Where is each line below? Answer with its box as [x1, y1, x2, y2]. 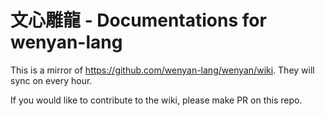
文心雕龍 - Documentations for [10, 9, 267, 32]
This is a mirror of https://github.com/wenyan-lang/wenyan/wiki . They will [10, 64, 315, 76]
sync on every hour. [10, 74, 93, 86]
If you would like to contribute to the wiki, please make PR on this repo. [10, 94, 303, 106]
